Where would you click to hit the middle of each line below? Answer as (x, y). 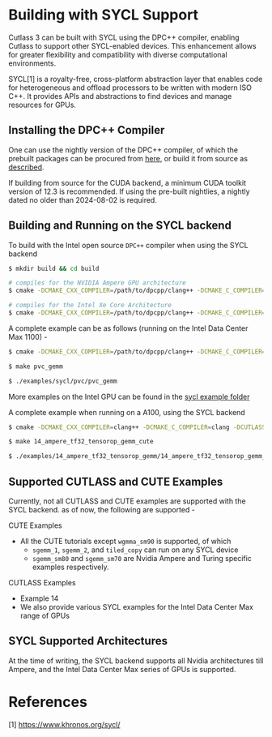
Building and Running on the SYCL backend (120, 226)
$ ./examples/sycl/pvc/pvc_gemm (63, 381)
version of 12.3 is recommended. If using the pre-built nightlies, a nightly (129, 191)
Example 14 (39, 598)
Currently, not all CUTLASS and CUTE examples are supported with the (127, 501)
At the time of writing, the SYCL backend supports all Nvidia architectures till (136, 660)
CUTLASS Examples (42, 583)
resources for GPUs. (42, 105)
